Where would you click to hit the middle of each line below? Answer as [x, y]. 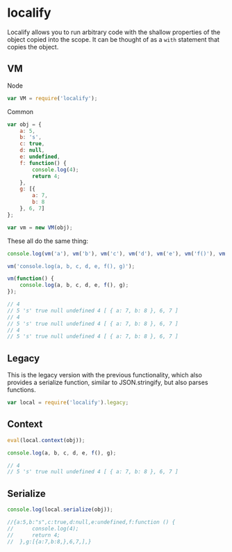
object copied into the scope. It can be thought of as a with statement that [114, 39]
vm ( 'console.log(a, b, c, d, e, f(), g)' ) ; [71, 266]
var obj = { [24, 124]
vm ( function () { [31, 279]
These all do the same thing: [48, 241]
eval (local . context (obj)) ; [46, 440]
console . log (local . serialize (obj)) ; [60, 510]
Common [20, 111]
